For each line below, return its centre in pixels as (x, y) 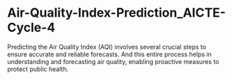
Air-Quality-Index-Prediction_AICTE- (117, 13)
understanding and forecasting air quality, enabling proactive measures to (113, 61)
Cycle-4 (31, 27)
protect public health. (38, 69)
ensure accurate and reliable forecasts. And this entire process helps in (109, 54)
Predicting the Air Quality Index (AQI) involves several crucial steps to (107, 47)
